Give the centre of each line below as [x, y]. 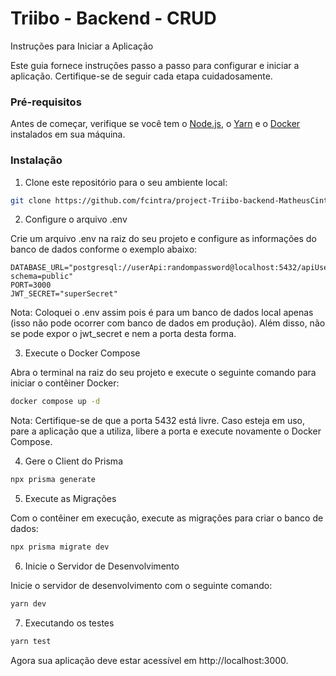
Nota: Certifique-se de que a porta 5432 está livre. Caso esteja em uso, [158, 421]
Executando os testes [69, 623]
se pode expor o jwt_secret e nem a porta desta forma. [123, 334]
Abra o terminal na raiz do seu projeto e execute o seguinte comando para [163, 373]
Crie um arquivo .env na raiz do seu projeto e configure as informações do [163, 239]
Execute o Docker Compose [82, 353]
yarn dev [28, 604]
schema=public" [42, 277]
